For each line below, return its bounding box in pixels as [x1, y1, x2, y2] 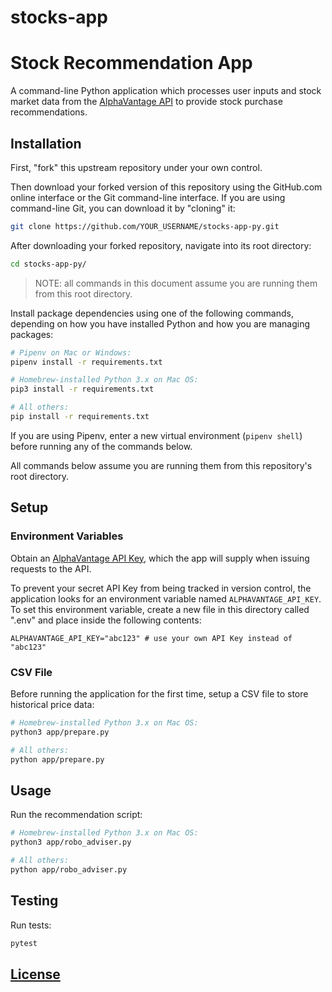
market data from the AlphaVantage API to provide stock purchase [10, 96, 283, 108]
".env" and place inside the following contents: [10, 614, 202, 626]
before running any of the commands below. [10, 440, 193, 452]
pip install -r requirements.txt [10, 412, 150, 422]
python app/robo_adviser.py [10, 864, 128, 875]
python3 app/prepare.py [10, 727, 110, 737]
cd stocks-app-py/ [10, 259, 87, 269]
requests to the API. [10, 562, 92, 575]
